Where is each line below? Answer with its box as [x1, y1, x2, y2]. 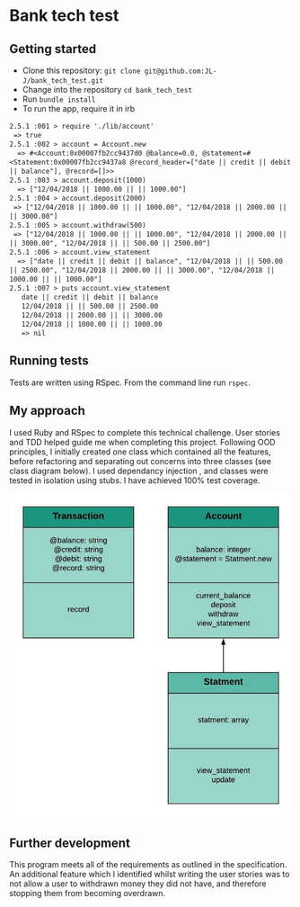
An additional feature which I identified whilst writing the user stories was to [9, 869, 290, 880]
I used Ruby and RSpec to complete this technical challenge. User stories [9, 427, 281, 437]
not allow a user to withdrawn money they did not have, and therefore [9, 878, 267, 889]
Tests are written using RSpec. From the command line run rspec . [9, 377, 251, 388]
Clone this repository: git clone [22, 65, 141, 76]
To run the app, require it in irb [22, 103, 136, 113]
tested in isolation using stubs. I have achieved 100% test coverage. [9, 474, 260, 486]
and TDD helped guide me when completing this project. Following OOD [9, 436, 276, 447]
